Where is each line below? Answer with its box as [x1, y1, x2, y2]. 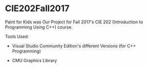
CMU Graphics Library [12, 57, 57, 63]
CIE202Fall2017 [5, 3, 70, 14]
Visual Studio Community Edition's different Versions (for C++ [12, 43, 136, 49]
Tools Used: [5, 34, 29, 39]
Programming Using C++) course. [5, 24, 73, 30]
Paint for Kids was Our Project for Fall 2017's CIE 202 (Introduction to [5, 19, 143, 25]
